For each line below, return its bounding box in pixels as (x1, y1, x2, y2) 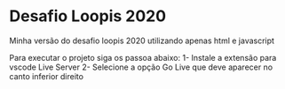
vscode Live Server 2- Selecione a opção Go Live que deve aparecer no (9, 62, 273, 72)
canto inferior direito (9, 70, 84, 81)
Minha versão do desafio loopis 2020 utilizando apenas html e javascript (9, 35, 275, 46)
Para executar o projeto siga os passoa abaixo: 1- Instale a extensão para (9, 52, 277, 63)
